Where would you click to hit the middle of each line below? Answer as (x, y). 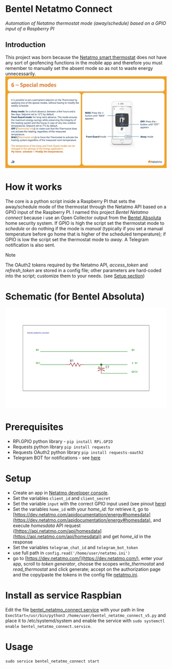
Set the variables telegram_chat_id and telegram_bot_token (75, 547)
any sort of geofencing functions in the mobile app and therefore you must (84, 63)
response (23, 542)
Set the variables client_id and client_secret (62, 498)
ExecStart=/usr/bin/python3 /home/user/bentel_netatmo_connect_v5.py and (86, 615)
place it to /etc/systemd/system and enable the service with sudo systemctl (85, 621)
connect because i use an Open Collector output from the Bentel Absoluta (83, 218)
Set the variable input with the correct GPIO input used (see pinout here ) (89, 503)
